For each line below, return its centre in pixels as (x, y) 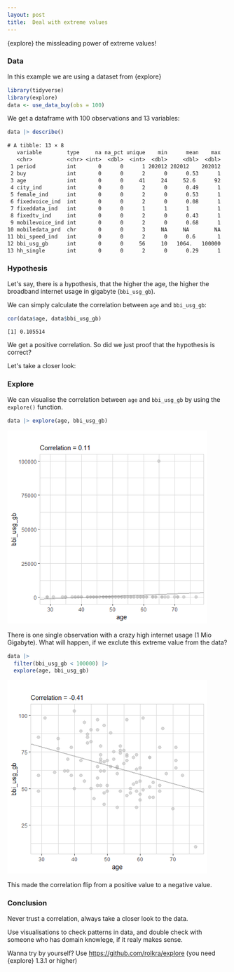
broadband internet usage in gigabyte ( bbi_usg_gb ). (81, 291)
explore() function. (35, 407)
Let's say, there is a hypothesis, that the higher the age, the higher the (108, 283)
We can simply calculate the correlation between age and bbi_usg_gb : (107, 304)
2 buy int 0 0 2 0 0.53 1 (115, 174)
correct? (19, 352)
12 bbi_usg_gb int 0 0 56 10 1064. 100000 (114, 244)
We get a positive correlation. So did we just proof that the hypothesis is (111, 345)
